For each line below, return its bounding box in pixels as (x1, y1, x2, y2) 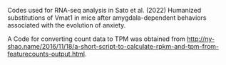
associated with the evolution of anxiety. (7, 21, 126, 29)
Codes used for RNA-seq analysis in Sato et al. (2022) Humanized (7, 6, 202, 14)
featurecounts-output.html (7, 49, 86, 58)
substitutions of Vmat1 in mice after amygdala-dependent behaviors (7, 13, 207, 22)
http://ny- (186, 35, 215, 43)
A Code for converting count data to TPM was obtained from (7, 35, 185, 43)
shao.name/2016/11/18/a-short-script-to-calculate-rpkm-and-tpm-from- (7, 42, 220, 50)
